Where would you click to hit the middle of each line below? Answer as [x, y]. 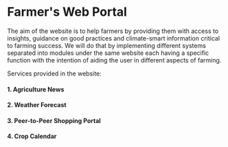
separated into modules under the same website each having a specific [108, 53]
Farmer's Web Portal [67, 12]
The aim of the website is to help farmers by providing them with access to [113, 31]
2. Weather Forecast [37, 105]
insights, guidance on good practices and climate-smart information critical [114, 38]
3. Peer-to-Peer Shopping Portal [54, 120]
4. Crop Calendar [32, 136]
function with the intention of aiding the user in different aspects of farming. [114, 60]
